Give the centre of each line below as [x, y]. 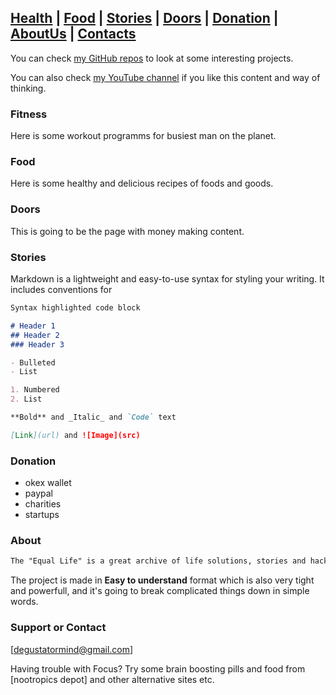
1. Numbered [35, 390]
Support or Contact [58, 628]
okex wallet [48, 483]
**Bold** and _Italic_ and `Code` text [93, 417]
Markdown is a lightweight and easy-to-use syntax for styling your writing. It [167, 279]
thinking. [28, 88]
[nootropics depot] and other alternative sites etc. [112, 679]
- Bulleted [33, 362]
